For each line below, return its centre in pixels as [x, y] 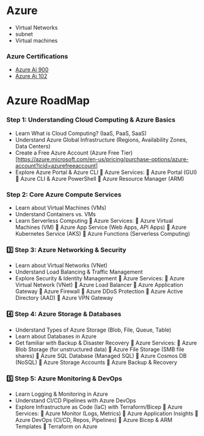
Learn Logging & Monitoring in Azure [61, 394]
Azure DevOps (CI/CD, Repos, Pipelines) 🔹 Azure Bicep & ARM [94, 420]
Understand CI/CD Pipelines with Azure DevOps [75, 400]
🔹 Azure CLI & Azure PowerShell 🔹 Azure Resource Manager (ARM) [100, 178]
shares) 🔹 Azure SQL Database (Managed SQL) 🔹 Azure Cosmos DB [101, 355]
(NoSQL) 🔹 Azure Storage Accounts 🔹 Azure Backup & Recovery [96, 362]
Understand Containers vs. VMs [55, 214]
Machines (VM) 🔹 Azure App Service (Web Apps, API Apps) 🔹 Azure [101, 227]
